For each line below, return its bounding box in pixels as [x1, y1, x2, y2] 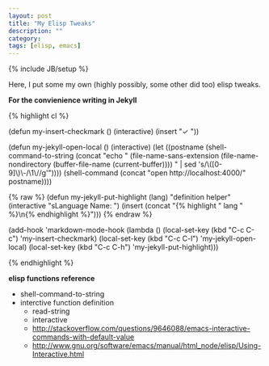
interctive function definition [19, 298, 115, 308]
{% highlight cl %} [8, 111, 69, 121]
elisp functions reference [8, 274, 95, 284]
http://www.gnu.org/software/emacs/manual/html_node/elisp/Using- [32, 341, 262, 351]
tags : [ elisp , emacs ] [8, 42, 82, 50]
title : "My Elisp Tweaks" [8, 19, 95, 27]
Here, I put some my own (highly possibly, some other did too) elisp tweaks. [8, 80, 261, 90]
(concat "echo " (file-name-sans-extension [75, 151, 220, 161]
